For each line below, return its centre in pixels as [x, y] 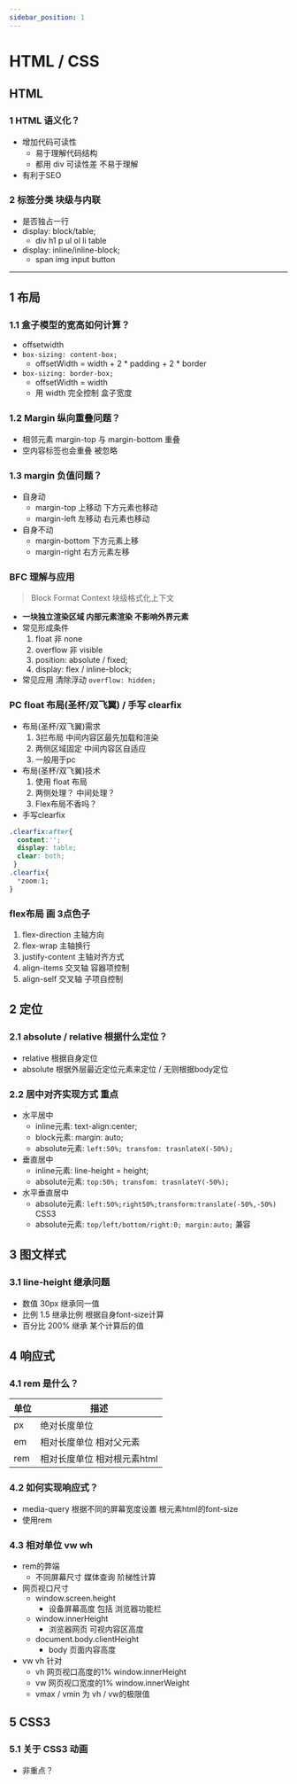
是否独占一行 [45, 221]
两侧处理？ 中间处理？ [75, 792]
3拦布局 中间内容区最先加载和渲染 [97, 737]
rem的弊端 [41, 1566]
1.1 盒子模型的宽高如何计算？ [70, 325]
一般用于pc [56, 760]
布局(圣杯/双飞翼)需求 [61, 726]
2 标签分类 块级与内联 [55, 200]
